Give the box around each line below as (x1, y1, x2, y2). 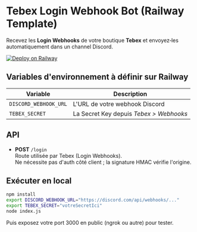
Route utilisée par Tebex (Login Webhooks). (14, 152, 123, 159)
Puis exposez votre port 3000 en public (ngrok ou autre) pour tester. (6, 219, 174, 226)
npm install (6, 191, 36, 198)
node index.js (6, 208, 42, 214)
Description (113, 90, 148, 98)
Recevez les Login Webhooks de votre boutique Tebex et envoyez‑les (6, 36, 179, 44)
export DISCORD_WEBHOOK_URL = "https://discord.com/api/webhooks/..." (6, 197, 180, 203)
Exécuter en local (6, 175, 72, 186)
